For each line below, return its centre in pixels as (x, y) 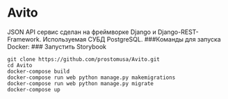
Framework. (24, 39)
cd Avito (20, 65)
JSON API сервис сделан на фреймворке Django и (82, 32)
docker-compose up (34, 89)
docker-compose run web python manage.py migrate (81, 83)
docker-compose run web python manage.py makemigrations (91, 78)
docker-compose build (39, 71)
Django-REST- (178, 32)
